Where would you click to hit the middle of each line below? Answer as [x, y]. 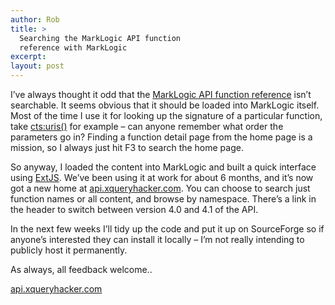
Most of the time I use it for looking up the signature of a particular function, [166, 115]
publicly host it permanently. [69, 250]
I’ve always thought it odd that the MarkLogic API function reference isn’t [161, 94]
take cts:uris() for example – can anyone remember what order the [147, 126]
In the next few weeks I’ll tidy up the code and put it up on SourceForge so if [167, 229]
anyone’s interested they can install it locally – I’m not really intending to [157, 239]
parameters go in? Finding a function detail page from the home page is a [161, 137]
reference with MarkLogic [73, 47]
